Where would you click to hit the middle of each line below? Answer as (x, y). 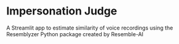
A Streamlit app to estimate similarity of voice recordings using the (90, 28)
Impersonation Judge (62, 11)
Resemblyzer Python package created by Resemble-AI (75, 34)
